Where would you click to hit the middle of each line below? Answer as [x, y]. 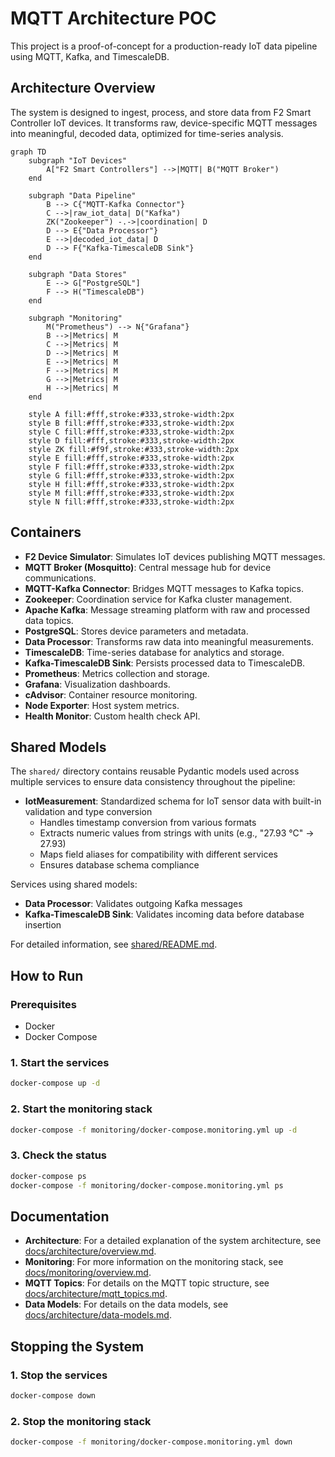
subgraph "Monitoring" [75, 318]
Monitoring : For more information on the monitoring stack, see [154, 1262]
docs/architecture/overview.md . [90, 1251]
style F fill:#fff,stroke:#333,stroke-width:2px [131, 467]
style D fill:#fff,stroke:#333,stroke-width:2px [131, 440]
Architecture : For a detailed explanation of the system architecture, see [173, 1241]
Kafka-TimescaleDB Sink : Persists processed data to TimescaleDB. [165, 663]
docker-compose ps [48, 1176]
